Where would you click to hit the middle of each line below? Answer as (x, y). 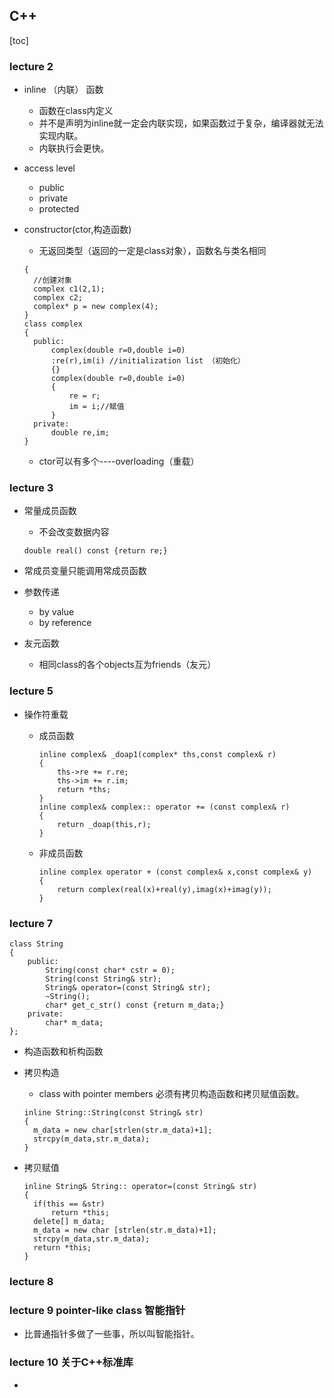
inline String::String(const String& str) (113, 1113)
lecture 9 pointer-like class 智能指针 (97, 1310)
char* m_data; (74, 1023)
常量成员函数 (50, 511)
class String (36, 944)
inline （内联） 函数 (63, 90)
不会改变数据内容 (74, 532)
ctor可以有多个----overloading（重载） (119, 461)
